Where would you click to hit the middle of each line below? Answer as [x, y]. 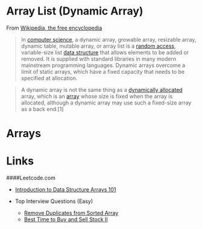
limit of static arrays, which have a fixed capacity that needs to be [103, 71]
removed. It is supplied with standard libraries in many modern [99, 59]
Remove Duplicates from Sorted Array [71, 213]
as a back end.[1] [42, 109]
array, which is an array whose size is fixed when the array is [97, 96]
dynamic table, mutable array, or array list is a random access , [98, 46]
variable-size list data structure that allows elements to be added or [105, 52]
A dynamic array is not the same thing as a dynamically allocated [102, 89]
